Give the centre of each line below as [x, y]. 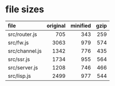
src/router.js [22, 34]
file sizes [25, 9]
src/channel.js [25, 51]
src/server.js [23, 68]
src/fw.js [18, 42]
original [56, 26]
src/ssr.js [19, 59]
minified [81, 26]
